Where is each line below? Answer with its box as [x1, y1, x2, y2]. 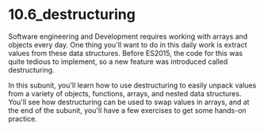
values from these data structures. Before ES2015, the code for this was [8, 48, 243, 58]
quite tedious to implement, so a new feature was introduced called [8, 57, 228, 66]
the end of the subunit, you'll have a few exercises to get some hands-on [8, 105, 247, 115]
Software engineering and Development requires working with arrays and [8, 32, 248, 41]
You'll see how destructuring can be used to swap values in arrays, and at [8, 97, 250, 107]
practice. [8, 114, 37, 123]
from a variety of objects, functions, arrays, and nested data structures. [8, 88, 242, 98]
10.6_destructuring [8, 6, 136, 24]
